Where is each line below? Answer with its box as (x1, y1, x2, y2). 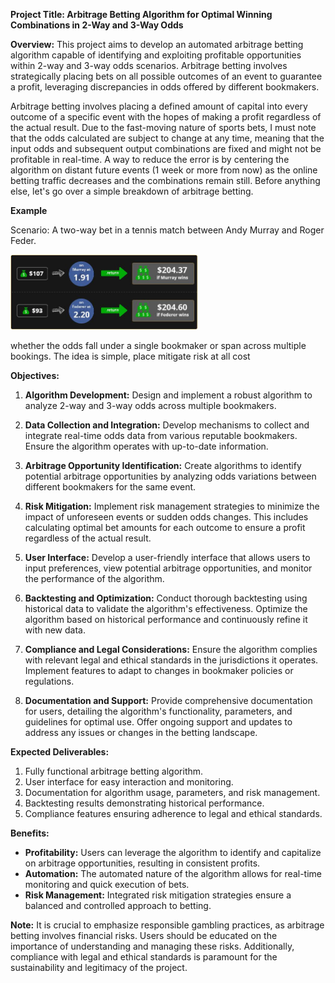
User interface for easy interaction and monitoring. (24, 776, 234, 788)
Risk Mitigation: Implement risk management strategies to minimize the (24, 500, 320, 513)
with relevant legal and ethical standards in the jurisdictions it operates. (24, 654, 319, 666)
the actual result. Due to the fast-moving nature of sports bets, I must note (10, 122, 317, 133)
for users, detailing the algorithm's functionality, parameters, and (24, 705, 293, 718)
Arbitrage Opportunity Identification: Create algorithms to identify (24, 460, 302, 472)
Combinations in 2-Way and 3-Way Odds (10, 19, 184, 31)
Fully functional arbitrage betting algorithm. (24, 765, 204, 778)
